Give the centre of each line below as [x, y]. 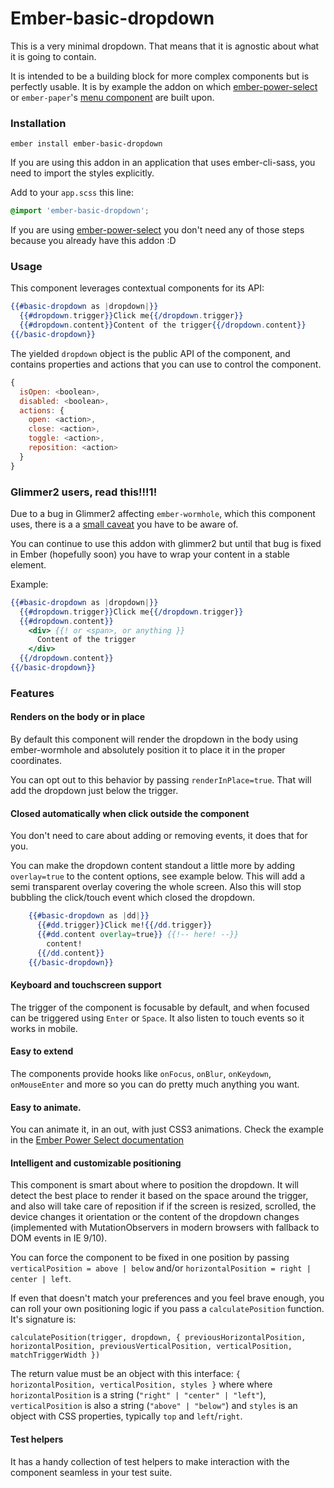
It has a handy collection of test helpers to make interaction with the [150, 1461]
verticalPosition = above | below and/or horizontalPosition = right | [161, 1268]
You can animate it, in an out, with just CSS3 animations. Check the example [167, 1129]
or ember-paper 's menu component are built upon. [112, 97]
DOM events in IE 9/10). [59, 1238]
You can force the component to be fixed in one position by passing [150, 1258]
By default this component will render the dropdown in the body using [154, 739]
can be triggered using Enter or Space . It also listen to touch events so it [157, 1018]
